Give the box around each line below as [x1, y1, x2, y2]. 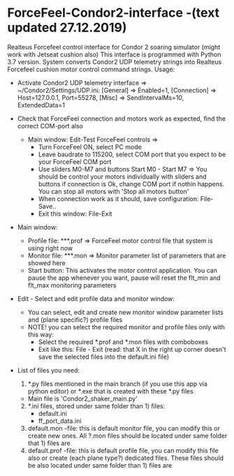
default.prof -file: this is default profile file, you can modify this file [27, 446, 219, 454]
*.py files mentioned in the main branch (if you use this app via [27, 379, 207, 388]
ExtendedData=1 [17, 101, 65, 109]
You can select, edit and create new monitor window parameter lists [27, 308, 224, 316]
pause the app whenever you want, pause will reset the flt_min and [27, 274, 221, 282]
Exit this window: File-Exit [38, 209, 112, 218]
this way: [27, 330, 54, 339]
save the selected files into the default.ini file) [38, 352, 170, 361]
